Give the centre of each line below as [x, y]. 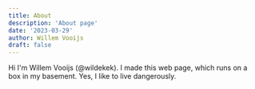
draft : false [30, 45]
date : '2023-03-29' [41, 30]
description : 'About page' [53, 23]
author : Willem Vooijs [46, 38]
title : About [30, 15]
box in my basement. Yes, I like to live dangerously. [92, 76]
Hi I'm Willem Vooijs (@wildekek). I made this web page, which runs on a [128, 68]
